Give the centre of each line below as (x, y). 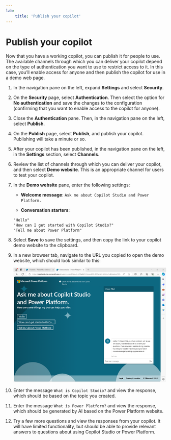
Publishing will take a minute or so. (49, 139)
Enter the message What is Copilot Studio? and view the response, (85, 390)
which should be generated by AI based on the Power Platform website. (88, 411)
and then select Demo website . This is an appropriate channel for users (89, 170)
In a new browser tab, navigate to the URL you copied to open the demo (89, 255)
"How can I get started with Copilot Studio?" (63, 225)
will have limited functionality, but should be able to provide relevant (84, 427)
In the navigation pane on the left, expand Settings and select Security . (89, 88)
